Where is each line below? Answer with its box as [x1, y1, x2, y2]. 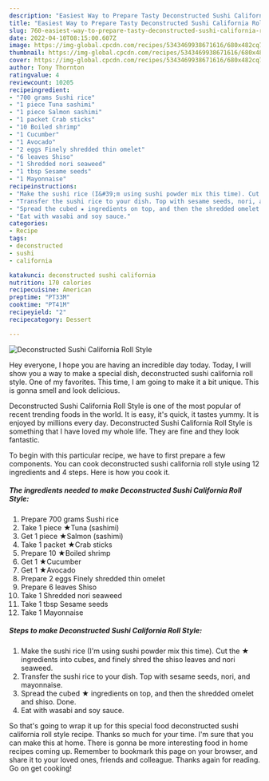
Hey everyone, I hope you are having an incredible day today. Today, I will [9, 360, 251, 370]
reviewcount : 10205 [9, 78, 74, 86]
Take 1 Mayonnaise [20, 608, 84, 617]
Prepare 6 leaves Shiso [20, 582, 97, 592]
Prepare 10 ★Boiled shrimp [20, 548, 111, 557]
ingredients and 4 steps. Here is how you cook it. [9, 467, 171, 477]
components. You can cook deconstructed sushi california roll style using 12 [9, 458, 260, 468]
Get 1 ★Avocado [20, 565, 76, 575]
